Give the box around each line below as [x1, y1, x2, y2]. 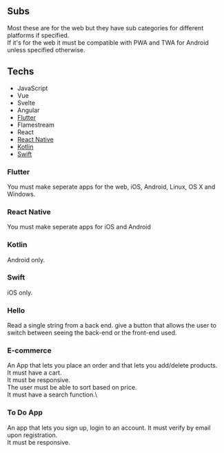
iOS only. [7, 288, 33, 297]
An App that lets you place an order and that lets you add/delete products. [7, 361, 218, 370]
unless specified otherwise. [7, 45, 85, 54]
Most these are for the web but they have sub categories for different [7, 23, 204, 32]
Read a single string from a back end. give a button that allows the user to [7, 322, 217, 330]
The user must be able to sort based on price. [7, 383, 137, 392]
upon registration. [7, 430, 58, 439]
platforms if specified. [7, 31, 70, 39]
